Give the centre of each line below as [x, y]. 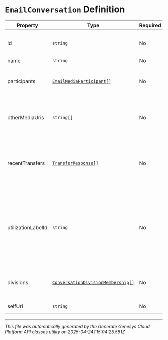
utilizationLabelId [28, 227]
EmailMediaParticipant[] [82, 81]
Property [27, 25]
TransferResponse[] [75, 163]
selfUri [15, 306]
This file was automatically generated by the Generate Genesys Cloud [77, 326]
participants [22, 81]
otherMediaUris [26, 117]
